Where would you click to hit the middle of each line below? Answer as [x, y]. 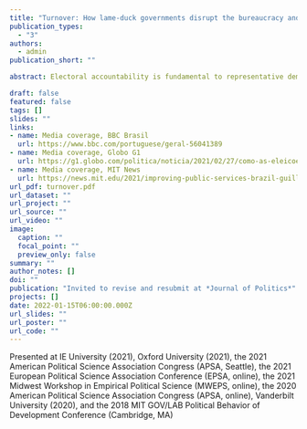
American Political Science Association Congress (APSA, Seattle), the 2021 [151, 367]
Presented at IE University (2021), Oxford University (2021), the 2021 [138, 357]
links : [22, 127]
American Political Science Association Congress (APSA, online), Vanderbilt [152, 396]
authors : [26, 43]
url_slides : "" [38, 314]
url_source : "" [38, 212]
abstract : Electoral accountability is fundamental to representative [147, 77]
